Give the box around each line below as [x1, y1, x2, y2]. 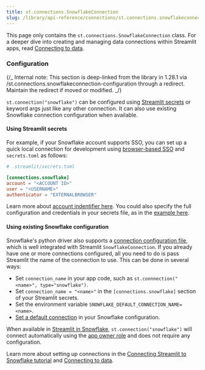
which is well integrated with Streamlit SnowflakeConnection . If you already [6, 243, 193, 250]
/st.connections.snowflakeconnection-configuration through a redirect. [6, 80, 185, 87]
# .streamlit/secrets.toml [6, 164, 75, 170]
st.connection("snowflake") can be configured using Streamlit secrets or [6, 98, 191, 106]
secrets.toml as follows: [6, 152, 68, 159]
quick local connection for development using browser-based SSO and [6, 145, 185, 153]
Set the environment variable [15, 300, 88, 308]
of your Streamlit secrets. [15, 294, 79, 301]
